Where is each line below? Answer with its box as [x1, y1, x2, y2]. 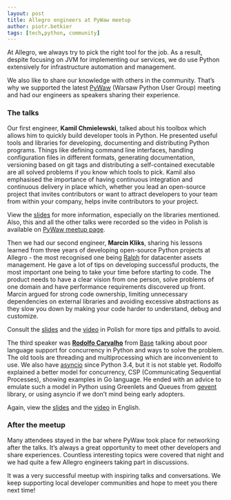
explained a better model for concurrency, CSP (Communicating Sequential [7, 368, 221, 376]
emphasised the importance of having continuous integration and [7, 175, 193, 183]
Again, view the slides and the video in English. [7, 403, 141, 411]
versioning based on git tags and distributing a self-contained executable [7, 160, 215, 169]
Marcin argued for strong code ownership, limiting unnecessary [7, 290, 188, 298]
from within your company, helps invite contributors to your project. [7, 197, 199, 206]
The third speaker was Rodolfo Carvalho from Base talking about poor [7, 339, 208, 347]
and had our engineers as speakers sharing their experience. [7, 91, 181, 99]
